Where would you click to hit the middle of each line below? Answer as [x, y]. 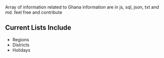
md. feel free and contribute [34, 12]
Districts [21, 45]
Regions [21, 39]
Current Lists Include [38, 28]
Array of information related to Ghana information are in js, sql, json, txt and [82, 7]
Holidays [21, 50]
